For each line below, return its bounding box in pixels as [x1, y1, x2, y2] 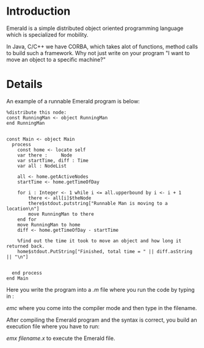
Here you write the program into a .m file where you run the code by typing [6, 286, 195, 293]
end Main [6, 275, 29, 281]
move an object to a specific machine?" [6, 56, 106, 63]
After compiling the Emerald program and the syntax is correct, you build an [6, 316, 197, 324]
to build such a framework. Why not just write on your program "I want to [6, 49, 191, 56]
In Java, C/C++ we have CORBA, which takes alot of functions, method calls [6, 43, 199, 50]
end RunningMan [6, 120, 45, 126]
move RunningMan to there [28, 211, 95, 217]
